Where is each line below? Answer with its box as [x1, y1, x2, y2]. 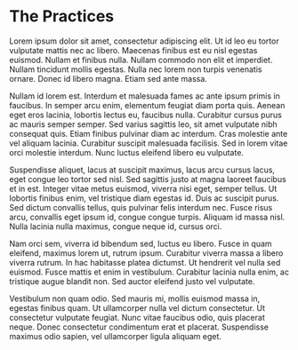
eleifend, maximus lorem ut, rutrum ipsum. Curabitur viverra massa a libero [9, 247, 284, 259]
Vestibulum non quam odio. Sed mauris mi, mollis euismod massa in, [9, 293, 261, 304]
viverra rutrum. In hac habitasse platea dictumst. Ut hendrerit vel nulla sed [9, 257, 281, 267]
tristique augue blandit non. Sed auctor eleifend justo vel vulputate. [9, 275, 255, 286]
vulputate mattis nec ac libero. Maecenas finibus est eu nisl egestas [9, 44, 258, 55]
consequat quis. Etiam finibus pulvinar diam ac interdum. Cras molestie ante [9, 128, 288, 139]
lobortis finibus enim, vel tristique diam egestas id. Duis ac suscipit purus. [9, 193, 279, 203]
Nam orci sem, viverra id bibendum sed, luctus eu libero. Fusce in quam [9, 238, 273, 249]
